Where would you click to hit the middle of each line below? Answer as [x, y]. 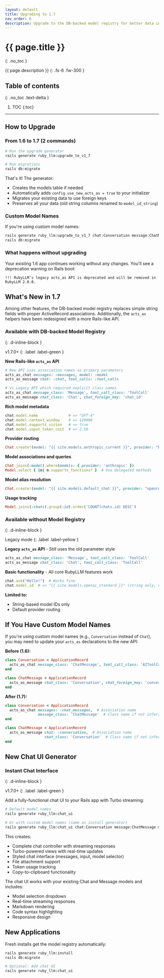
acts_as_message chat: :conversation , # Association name [71, 733]
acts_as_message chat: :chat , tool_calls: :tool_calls [62, 379]
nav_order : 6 [18, 19]
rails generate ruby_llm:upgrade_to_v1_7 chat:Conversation [68, 236]
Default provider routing [36, 609]
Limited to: [16, 595]
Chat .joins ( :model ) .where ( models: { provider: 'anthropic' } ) [70, 466]
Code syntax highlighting [37, 911]
